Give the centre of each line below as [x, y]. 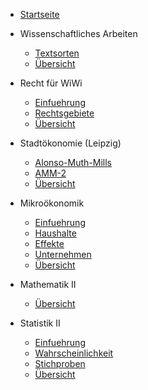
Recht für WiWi [51, 83]
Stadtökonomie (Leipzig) [70, 143]
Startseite [39, 14]
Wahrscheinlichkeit [74, 353]
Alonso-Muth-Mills [73, 162]
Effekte [49, 243]
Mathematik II [48, 284]
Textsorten [57, 53]
